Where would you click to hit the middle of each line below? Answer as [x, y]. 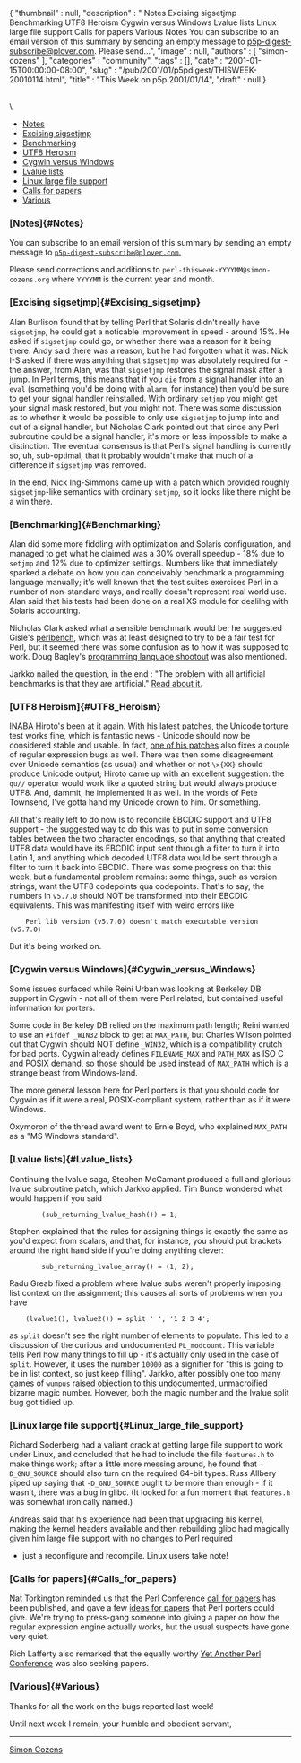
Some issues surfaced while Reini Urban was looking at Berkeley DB [135, 989]
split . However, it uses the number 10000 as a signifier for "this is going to [146, 1364]
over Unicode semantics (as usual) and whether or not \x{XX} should [136, 765]
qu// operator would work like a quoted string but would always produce [143, 783]
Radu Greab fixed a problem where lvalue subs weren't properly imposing [146, 1283]
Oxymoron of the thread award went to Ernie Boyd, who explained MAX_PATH [148, 1127]
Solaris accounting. [45, 610]
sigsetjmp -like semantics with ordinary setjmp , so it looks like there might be [150, 491]
